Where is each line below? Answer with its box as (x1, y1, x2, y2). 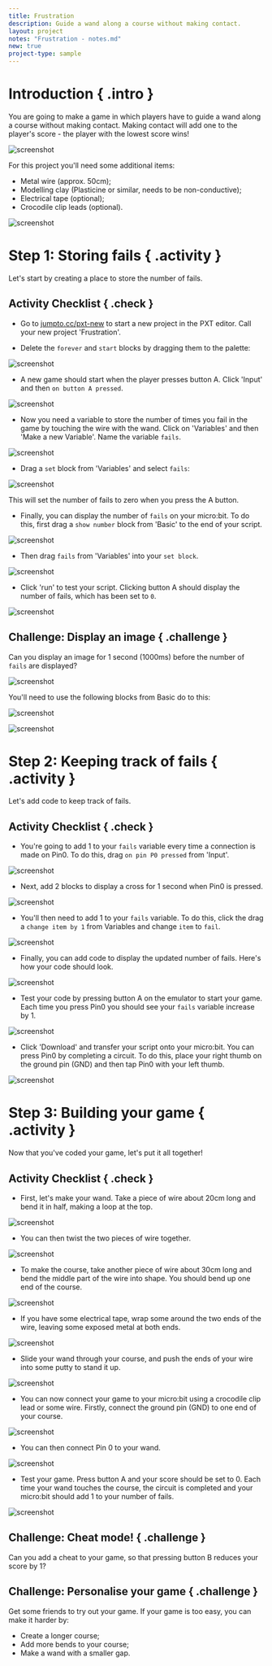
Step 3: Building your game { (8, 1104, 205, 1123)
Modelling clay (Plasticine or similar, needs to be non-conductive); (19, 185, 242, 194)
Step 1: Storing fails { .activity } (8, 246, 222, 265)
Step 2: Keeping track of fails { (8, 752, 218, 770)
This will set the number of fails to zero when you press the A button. (8, 495, 240, 504)
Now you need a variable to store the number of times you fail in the (19, 414, 248, 424)
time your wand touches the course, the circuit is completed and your (19, 1483, 253, 1493)
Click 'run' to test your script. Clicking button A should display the (19, 582, 240, 592)
